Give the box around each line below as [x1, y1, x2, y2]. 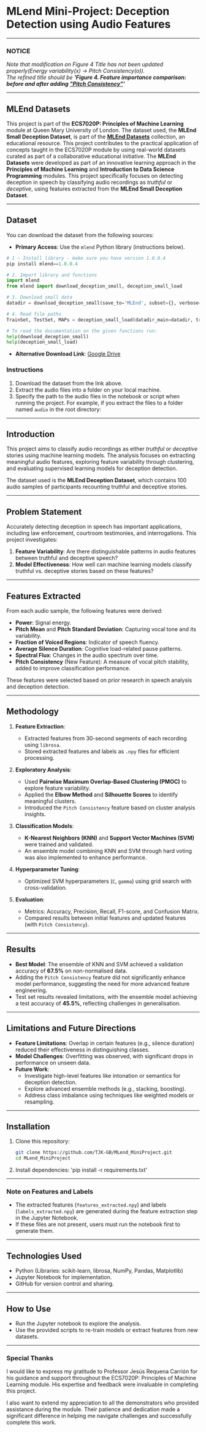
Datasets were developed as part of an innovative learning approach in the [6, 159, 196, 167]
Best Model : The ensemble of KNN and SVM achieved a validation [15, 960, 183, 968]
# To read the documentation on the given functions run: [6, 328, 158, 334]
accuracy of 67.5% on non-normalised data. [15, 967, 128, 974]
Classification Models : [15, 822, 74, 830]
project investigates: [6, 536, 58, 544]
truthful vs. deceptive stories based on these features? [15, 567, 154, 575]
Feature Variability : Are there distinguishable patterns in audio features [15, 548, 196, 555]
